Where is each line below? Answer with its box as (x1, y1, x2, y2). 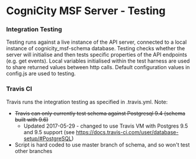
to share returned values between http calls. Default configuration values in (6, 64, 190, 71)
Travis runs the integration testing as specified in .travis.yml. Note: (6, 98, 168, 105)
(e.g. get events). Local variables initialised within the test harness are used (6, 57, 190, 64)
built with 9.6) (14, 116, 49, 123)
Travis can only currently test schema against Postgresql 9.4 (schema (14, 109, 185, 116)
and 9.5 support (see (23, 128, 75, 135)
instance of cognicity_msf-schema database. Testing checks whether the (6, 45, 185, 52)
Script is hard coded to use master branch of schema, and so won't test (14, 141, 190, 148)
